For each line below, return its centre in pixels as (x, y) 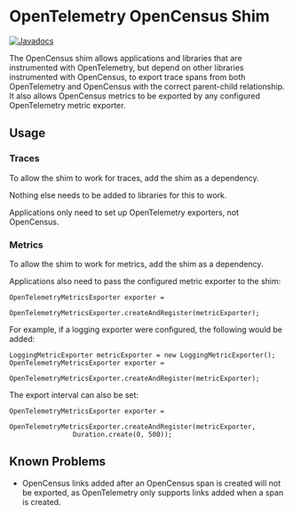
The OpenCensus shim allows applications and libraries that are (126, 58)
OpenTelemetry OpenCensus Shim (140, 16)
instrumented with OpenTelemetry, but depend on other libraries (127, 67)
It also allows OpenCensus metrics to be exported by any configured (135, 96)
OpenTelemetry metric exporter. (67, 105)
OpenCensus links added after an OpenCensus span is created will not (151, 483)
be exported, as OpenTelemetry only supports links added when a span (153, 492)
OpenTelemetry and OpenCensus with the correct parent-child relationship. (147, 86)
